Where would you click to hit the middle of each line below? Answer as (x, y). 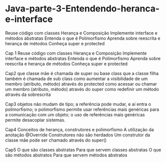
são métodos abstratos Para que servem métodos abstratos (66, 155)
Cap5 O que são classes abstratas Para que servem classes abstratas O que (83, 150)
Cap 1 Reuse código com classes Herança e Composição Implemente (76, 53)
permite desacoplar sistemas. (35, 120)
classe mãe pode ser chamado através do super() (56, 140)
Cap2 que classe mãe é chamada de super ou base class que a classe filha (82, 73)
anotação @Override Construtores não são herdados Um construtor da (78, 135)
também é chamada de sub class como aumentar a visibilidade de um (76, 79)
